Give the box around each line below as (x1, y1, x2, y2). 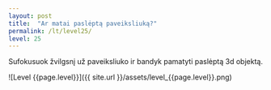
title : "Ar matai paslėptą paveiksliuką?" (8, 19, 158, 28)
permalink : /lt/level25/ (8, 27, 92, 35)
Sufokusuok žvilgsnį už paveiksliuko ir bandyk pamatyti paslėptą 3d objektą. (8, 57, 263, 66)
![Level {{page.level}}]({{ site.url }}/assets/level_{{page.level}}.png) (8, 72, 232, 82)
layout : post (8, 11, 53, 20)
